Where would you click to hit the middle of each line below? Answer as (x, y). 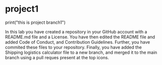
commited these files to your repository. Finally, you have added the (73, 47)
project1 (22, 9)
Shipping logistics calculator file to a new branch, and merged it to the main (81, 52)
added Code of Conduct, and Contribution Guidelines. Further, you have (78, 42)
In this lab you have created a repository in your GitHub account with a (76, 32)
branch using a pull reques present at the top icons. (57, 57)
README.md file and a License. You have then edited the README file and (80, 37)
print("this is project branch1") (35, 22)
